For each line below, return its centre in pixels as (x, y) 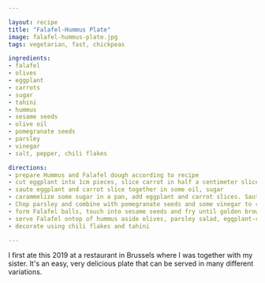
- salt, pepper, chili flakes (58, 153)
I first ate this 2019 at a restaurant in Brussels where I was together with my (131, 255)
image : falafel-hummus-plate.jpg (63, 37)
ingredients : (30, 59)
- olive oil (28, 124)
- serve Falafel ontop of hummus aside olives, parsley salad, (114, 219)
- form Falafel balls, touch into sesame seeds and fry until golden (125, 211)
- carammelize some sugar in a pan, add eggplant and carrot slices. (125, 197)
